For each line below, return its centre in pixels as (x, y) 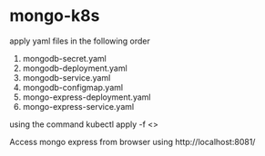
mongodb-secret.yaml (64, 58)
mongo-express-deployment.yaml (87, 97)
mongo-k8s (55, 16)
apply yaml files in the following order (80, 41)
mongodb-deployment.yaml (75, 68)
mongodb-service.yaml (66, 77)
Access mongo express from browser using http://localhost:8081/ (132, 141)
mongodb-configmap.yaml (73, 87)
